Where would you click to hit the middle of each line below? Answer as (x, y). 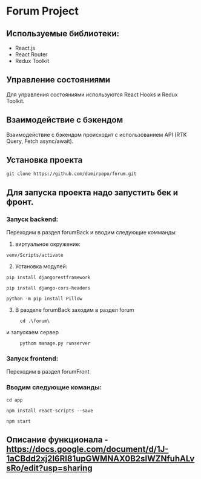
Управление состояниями (58, 80)
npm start (19, 421)
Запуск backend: (32, 219)
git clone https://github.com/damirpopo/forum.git (71, 174)
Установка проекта (44, 160)
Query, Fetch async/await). (40, 141)
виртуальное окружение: (48, 244)
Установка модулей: (41, 266)
